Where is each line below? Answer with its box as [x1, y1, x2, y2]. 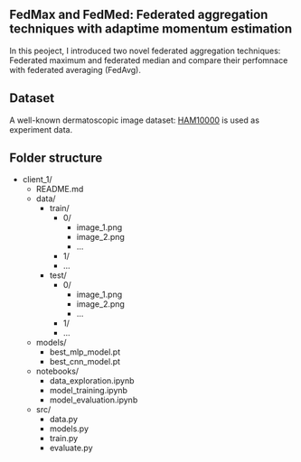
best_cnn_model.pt [49, 356, 120, 367]
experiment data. [9, 124, 73, 134]
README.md [35, 184, 84, 195]
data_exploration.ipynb [49, 375, 135, 386]
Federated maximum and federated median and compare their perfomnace [9, 54, 288, 66]
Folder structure [9, 151, 103, 166]
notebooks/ [35, 365, 80, 377]
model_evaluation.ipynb [49, 394, 138, 405]
